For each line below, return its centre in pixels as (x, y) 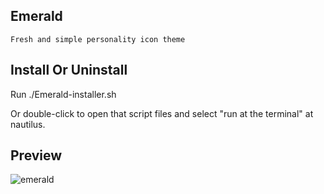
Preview (36, 155)
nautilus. (28, 124)
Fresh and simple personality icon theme (98, 39)
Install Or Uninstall (69, 70)
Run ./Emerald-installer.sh (63, 94)
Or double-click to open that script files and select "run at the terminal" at (162, 113)
